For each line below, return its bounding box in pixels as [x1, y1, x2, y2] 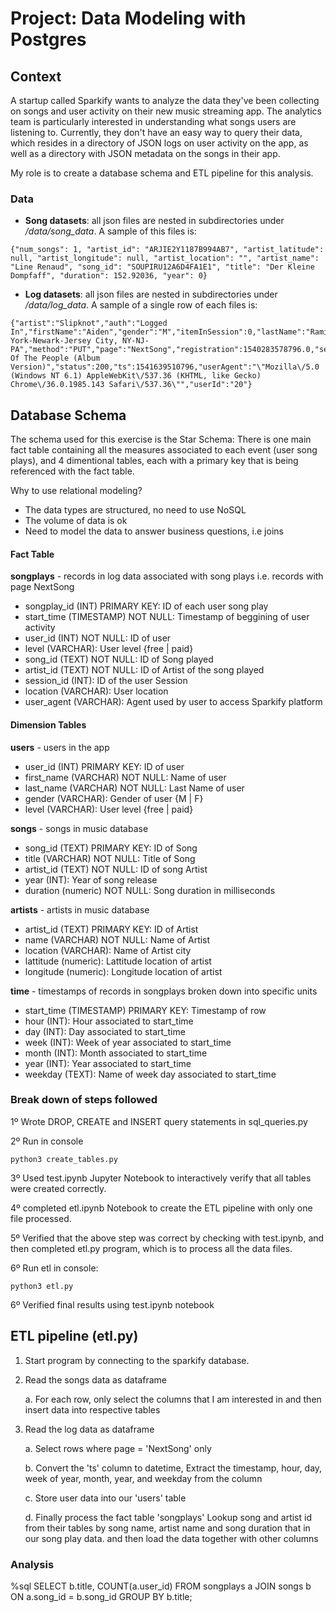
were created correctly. [10, 1182, 107, 1194]
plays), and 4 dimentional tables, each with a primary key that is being [10, 455, 299, 467]
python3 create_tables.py [10, 1154, 118, 1164]
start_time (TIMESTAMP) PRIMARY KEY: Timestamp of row [24, 1004, 267, 1016]
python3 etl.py [10, 1281, 74, 1291]
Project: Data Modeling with [10, 7, 247, 30]
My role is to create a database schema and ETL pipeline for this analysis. [10, 167, 314, 179]
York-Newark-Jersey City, [10, 336, 118, 346]
